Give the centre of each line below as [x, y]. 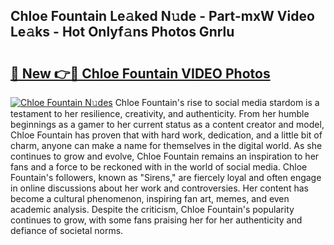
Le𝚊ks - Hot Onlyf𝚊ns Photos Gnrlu [122, 32]
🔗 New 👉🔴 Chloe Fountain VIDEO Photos [140, 73]
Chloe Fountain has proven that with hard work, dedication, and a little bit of [166, 135]
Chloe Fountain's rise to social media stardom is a [217, 102]
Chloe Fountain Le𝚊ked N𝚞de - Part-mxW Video [162, 16]
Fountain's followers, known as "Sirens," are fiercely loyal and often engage [166, 177]
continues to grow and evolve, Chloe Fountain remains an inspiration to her [165, 156]
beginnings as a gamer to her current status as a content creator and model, [167, 124]
